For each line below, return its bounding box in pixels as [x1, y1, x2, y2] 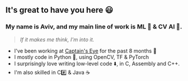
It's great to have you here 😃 [5, 5, 113, 15]
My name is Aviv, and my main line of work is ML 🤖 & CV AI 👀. [5, 23, 183, 31]
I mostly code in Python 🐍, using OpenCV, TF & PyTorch [14, 53, 149, 61]
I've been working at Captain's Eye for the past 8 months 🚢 [14, 47, 157, 54]
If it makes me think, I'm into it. [19, 36, 95, 43]
